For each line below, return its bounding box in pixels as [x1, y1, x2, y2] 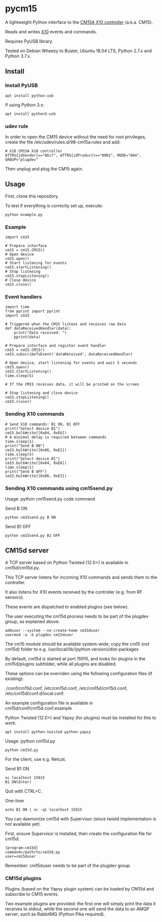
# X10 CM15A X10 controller [5, 149, 63, 153]
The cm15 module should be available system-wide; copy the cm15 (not [5, 641, 150, 647]
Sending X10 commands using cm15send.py [5, 485, 113, 492]
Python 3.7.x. [5, 53, 31, 59]
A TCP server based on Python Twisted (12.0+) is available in [5, 559, 129, 565]
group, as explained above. [5, 618, 60, 625]
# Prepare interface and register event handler [5, 343, 107, 348]
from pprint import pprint [5, 309, 60, 314]
